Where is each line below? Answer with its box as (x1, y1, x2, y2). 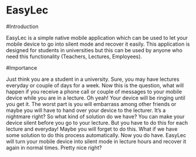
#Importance (6, 64, 37, 71)
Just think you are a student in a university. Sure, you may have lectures (6, 76, 180, 83)
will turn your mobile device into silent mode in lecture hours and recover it (6, 138, 187, 145)
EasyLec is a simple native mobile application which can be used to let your (6, 34, 188, 41)
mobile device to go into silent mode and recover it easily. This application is (6, 40, 190, 47)
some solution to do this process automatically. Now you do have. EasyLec (6, 131, 186, 138)
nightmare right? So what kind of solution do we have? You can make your (6, 112, 185, 120)
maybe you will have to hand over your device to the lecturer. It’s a (6, 107, 166, 114)
